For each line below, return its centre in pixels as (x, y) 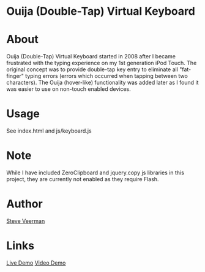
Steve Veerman (26, 221)
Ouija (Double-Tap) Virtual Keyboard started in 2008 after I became (91, 56)
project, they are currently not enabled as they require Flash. (83, 179)
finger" (15, 76)
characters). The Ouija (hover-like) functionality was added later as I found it (102, 83)
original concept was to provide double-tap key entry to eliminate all (92, 69)
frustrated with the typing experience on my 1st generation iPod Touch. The (102, 63)
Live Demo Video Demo (36, 263)
